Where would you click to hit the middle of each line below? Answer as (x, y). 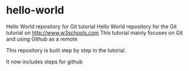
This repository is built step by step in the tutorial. (66, 50)
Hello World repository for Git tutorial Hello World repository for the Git (92, 26)
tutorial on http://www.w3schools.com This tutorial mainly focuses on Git (94, 32)
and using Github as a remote (42, 39)
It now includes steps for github (44, 62)
